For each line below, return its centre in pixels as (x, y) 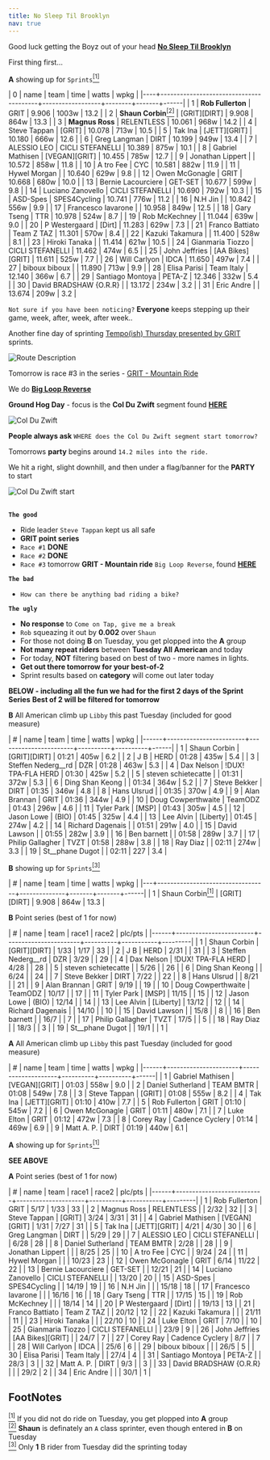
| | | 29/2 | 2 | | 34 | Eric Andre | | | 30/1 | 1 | (80, 1372)
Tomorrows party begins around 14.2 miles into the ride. (108, 451)
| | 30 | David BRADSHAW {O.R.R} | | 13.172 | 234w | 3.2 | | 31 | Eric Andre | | (134, 284)
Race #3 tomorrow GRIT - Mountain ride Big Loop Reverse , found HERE (138, 564)
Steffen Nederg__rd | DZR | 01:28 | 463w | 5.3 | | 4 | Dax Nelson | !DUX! (127, 765)
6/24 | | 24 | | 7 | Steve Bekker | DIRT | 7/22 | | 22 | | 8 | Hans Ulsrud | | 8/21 (133, 976)
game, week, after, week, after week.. (71, 318)
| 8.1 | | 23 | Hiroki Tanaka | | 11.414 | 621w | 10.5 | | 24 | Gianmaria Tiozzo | (131, 242)
